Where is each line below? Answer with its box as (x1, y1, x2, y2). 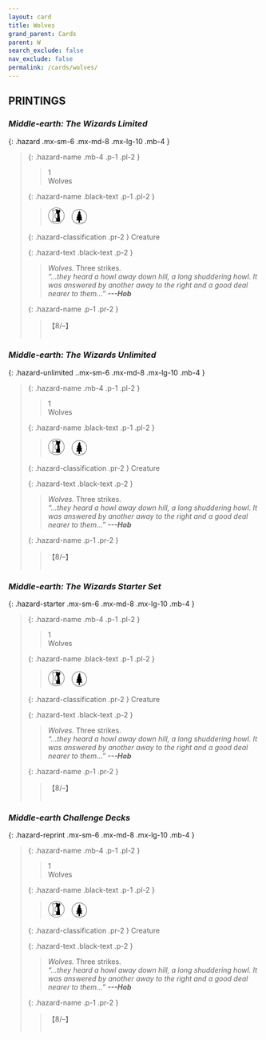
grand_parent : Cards (8, 30, 77, 38)
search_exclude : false (8, 46, 84, 55)
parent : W (8, 38, 42, 46)
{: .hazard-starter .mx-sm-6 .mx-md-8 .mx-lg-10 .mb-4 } (8, 599, 195, 608)
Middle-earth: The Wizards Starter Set (8, 580, 161, 592)
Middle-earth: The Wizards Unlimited (8, 349, 157, 360)
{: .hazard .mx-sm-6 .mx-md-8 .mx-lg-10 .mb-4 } (8, 136, 170, 146)
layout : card (8, 13, 52, 21)
